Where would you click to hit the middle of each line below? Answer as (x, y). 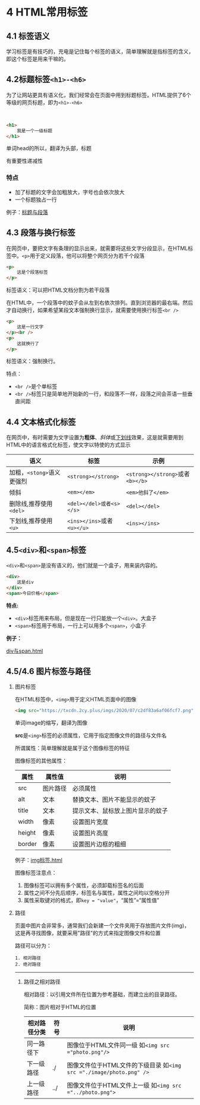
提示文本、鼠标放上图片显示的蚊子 (120, 811)
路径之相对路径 (42, 982)
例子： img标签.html (38, 860)
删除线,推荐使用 (31, 504)
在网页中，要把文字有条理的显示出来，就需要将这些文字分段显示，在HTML (97, 248)
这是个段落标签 (32, 272)
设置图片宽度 (90, 822)
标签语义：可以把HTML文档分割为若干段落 (58, 290)
